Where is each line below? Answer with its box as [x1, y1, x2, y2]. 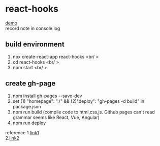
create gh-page [5, 79, 56, 88]
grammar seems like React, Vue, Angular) [12, 114, 100, 120]
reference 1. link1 [5, 129, 39, 135]
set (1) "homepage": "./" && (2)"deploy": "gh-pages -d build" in [12, 98, 145, 104]
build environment [5, 40, 65, 49]
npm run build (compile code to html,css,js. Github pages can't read [12, 109, 155, 115]
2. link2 [5, 135, 19, 141]
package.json [12, 103, 42, 109]
